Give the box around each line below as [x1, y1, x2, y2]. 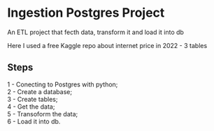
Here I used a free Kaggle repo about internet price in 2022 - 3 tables [7, 41, 208, 49]
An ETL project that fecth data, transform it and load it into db [7, 28, 184, 36]
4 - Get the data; [7, 102, 55, 111]
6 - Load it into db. [7, 117, 61, 125]
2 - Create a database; [7, 87, 72, 95]
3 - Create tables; [7, 95, 58, 103]
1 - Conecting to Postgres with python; [7, 80, 118, 88]
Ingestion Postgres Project [7, 5, 165, 21]
